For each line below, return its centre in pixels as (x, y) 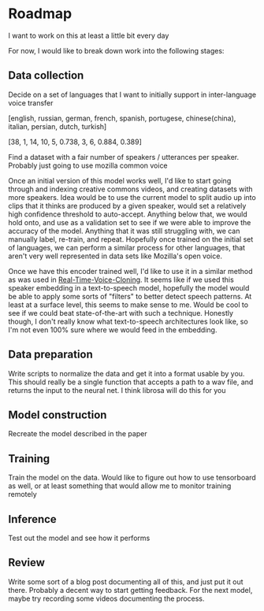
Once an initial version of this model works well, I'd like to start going (120, 180)
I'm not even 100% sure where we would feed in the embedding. (113, 330)
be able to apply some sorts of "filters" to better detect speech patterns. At (130, 296)
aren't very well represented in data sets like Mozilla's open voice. (115, 256)
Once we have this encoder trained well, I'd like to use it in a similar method (131, 271)
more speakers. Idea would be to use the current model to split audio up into (132, 197)
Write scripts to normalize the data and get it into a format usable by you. (126, 373)
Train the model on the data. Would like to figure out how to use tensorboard (132, 478)
